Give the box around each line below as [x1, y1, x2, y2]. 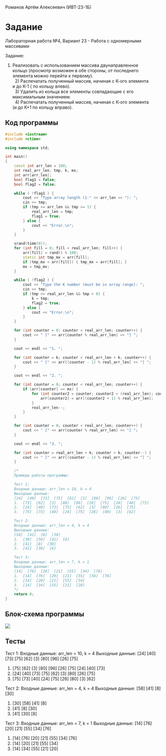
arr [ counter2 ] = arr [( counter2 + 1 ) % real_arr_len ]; [40, 396, 154, 401]
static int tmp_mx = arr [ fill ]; [23, 255, 90, 260]
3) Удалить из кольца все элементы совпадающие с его [14, 89, 134, 94]
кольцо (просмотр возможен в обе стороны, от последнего [12, 67, 139, 73]
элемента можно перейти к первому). [12, 73, 94, 79]
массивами [5, 43, 30, 49]
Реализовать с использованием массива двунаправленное [12, 62, 138, 68]
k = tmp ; [31, 296, 50, 301]
